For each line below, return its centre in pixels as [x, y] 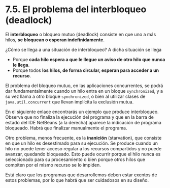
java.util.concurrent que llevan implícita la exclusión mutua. [70, 102]
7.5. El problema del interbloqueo [76, 9]
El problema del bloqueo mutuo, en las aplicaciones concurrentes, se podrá [84, 86]
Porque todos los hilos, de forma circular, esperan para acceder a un [86, 70]
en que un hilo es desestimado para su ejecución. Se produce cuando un [82, 143]
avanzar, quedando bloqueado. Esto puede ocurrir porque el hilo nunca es [83, 154]
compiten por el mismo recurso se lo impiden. [53, 165]
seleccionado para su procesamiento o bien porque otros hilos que [75, 159]
